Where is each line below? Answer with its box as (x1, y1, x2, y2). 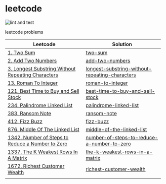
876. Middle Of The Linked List (7, 126, 80, 133)
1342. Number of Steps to (7, 134, 69, 141)
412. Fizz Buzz (7, 118, 43, 124)
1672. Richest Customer (7, 162, 65, 169)
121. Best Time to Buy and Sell (7, 87, 80, 94)
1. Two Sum (7, 49, 36, 56)
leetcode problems (5, 29, 43, 35)
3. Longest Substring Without (7, 65, 76, 72)
